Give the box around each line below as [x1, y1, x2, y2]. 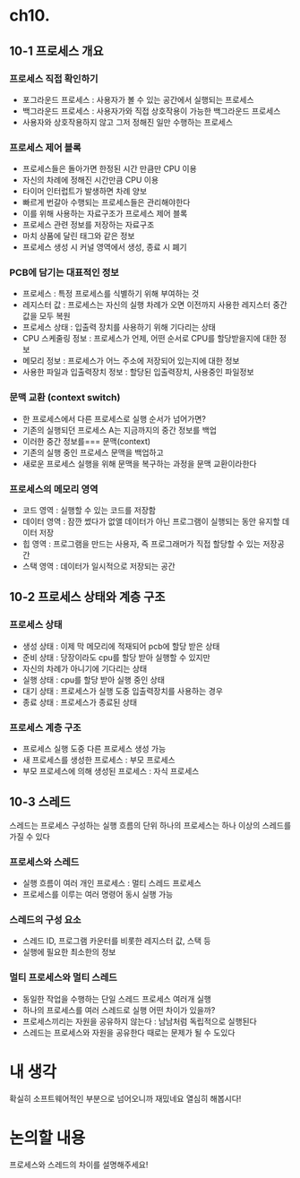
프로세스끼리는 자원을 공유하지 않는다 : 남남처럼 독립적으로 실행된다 [21, 1016, 257, 1027]
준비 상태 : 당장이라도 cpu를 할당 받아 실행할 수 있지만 [21, 651, 210, 663]
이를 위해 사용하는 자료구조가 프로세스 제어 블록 [21, 208, 188, 219]
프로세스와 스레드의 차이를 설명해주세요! [9, 1159, 149, 1170]
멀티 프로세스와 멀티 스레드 [9, 971, 118, 984]
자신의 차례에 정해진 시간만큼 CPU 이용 [21, 175, 159, 185]
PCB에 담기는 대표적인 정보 [9, 266, 119, 279]
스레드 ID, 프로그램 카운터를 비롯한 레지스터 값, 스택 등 [21, 935, 211, 946]
